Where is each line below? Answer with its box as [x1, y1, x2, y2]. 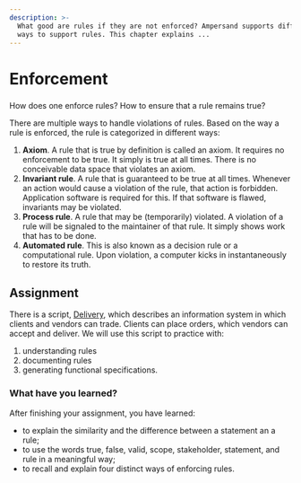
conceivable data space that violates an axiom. [21, 163, 196, 175]
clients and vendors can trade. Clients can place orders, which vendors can [9, 319, 288, 329]
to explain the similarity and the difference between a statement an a [21, 425, 276, 435]
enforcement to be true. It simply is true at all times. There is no [21, 154, 257, 165]
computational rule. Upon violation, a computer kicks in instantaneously [21, 250, 287, 260]
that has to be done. [21, 231, 97, 241]
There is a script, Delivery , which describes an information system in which [9, 309, 287, 320]
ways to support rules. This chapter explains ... [17, 30, 211, 39]
